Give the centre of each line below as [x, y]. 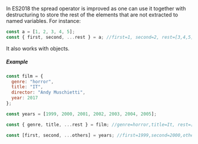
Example [17, 62]
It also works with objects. [38, 48]
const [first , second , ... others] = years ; [60, 135]
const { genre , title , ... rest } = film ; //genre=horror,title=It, [91, 125]
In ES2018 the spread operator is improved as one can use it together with [96, 9]
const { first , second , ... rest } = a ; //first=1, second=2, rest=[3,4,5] [100, 37]
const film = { [25, 76]
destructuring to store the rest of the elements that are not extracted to [92, 15]
